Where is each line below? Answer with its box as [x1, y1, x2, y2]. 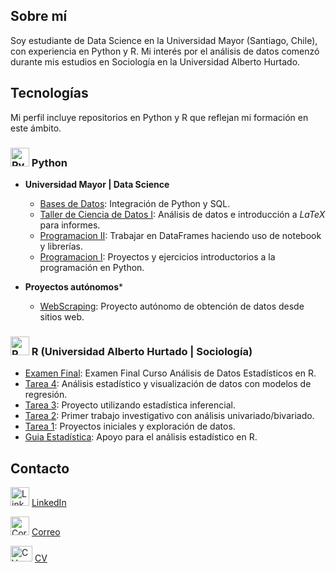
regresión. [24, 389, 68, 401]
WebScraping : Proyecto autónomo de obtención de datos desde [39, 300, 305, 312]
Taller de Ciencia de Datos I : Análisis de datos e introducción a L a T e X [39, 208, 326, 220]
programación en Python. [39, 261, 145, 273]
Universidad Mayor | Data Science [24, 178, 170, 190]
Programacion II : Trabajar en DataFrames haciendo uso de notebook [39, 229, 322, 241]
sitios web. [39, 310, 85, 323]
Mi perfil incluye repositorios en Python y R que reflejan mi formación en [10, 111, 309, 123]
